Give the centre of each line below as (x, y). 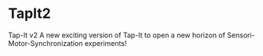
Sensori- (241, 35)
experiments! (106, 43)
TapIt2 (29, 14)
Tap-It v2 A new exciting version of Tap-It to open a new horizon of (117, 35)
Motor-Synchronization (46, 43)
